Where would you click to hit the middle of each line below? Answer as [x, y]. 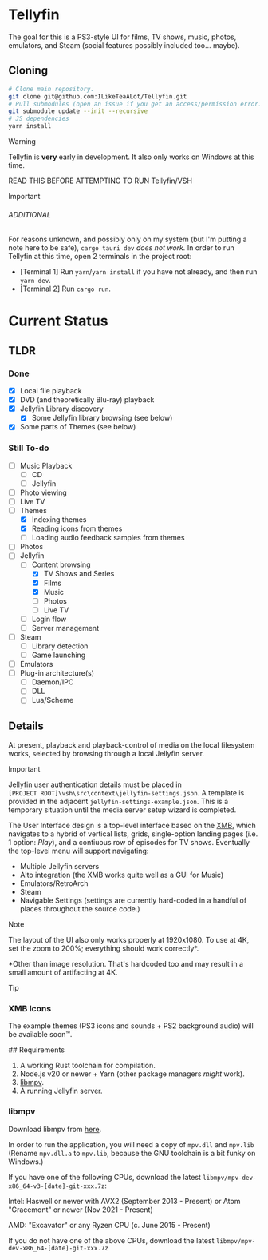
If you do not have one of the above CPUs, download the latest [111, 1240]
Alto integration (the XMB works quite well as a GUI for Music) [122, 875]
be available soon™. [40, 1035]
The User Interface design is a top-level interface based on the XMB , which [132, 826]
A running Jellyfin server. [61, 1091]
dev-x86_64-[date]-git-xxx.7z [59, 1248]
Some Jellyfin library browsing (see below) [102, 418]
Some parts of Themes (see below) [78, 427]
